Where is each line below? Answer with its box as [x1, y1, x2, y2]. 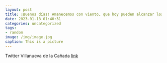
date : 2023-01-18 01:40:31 [5, 16, 61, 21]
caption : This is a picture [5, 39, 64, 44]
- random [5, 30, 23, 35]
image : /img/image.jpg [5, 35, 52, 40]
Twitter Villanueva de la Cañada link [5, 53, 79, 59]
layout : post [5, 7, 32, 12]
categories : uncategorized [5, 21, 61, 26]
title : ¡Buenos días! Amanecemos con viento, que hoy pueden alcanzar [5, 12, 155, 17]
